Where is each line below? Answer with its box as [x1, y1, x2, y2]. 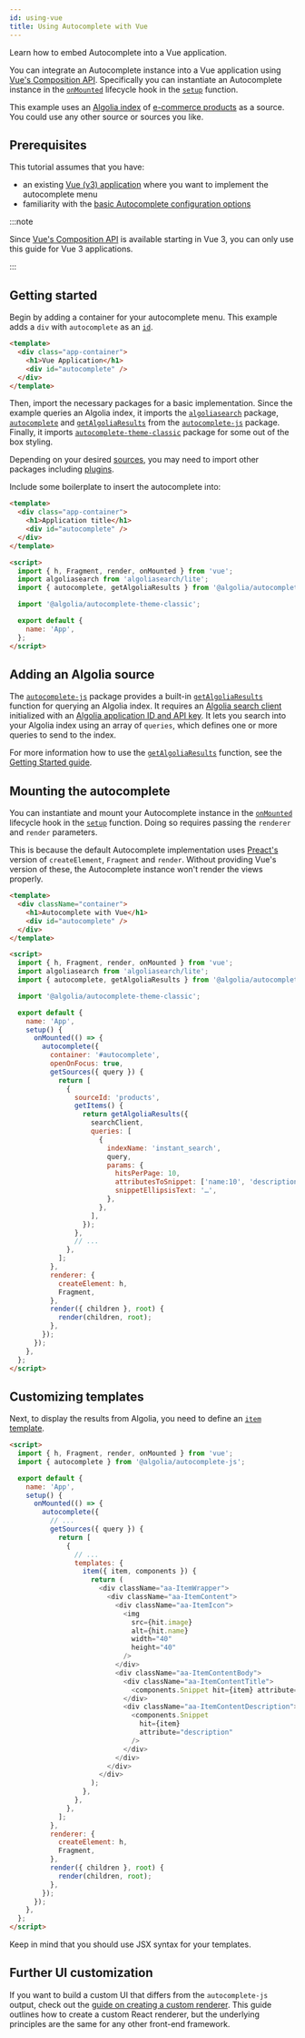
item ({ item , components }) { [82, 1567, 197, 1576]
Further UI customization [9, 1965, 153, 1981]
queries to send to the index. [9, 729, 116, 740]
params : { [106, 1160, 144, 1170]
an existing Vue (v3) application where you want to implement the [22, 179, 270, 190]
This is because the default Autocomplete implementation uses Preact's [9, 844, 279, 856]
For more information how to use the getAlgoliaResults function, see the [9, 748, 283, 759]
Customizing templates [9, 1389, 144, 1404]
